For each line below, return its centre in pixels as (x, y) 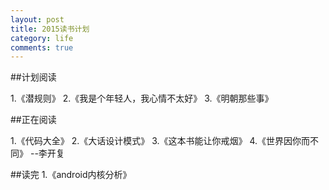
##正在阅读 (33, 120)
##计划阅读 (33, 77)
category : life (42, 38)
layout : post (37, 19)
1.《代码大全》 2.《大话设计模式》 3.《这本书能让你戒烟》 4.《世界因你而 (160, 141)
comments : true (42, 47)
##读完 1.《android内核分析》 (71, 175)
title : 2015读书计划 (50, 29)
